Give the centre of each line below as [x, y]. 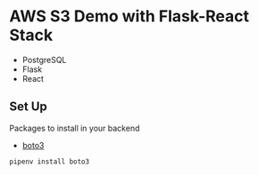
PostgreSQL [44, 60]
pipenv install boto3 [50, 162]
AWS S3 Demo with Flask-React [129, 16]
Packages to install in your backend [75, 128]
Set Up [28, 107]
